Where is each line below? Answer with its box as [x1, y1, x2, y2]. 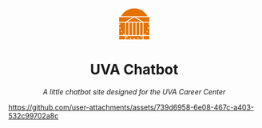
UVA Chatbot [89, 61, 179, 79]
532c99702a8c [8, 110, 59, 120]
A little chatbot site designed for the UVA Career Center [42, 86, 226, 96]
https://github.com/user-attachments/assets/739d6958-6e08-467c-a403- [8, 102, 254, 112]
